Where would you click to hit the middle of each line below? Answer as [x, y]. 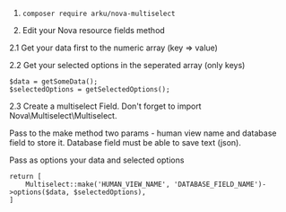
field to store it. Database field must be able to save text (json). [126, 142]
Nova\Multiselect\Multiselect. [63, 115]
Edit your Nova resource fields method [94, 30]
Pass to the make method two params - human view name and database [143, 133]
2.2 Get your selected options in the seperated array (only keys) [127, 65]
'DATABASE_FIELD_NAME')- [220, 184]
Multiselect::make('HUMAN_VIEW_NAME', [98, 184]
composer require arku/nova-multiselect [99, 13]
